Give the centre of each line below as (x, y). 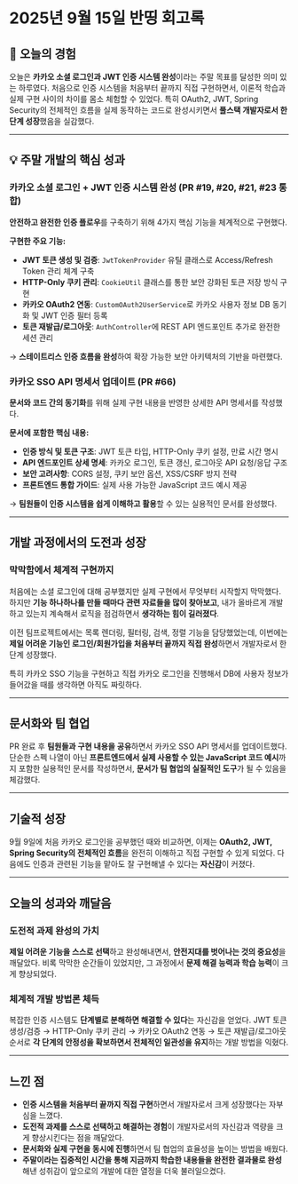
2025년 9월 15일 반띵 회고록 (107, 18)
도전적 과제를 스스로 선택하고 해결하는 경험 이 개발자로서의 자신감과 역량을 (148, 1127)
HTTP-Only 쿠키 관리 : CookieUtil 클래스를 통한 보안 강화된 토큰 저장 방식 (150, 282)
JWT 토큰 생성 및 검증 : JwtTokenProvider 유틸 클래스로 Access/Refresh (147, 259)
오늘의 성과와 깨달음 (60, 903)
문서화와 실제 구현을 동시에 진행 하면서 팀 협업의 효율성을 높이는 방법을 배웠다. (155, 1149)
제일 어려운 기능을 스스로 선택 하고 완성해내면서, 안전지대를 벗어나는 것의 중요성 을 (148, 951)
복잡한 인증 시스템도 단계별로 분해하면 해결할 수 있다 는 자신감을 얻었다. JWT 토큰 (148, 1020)
